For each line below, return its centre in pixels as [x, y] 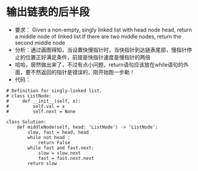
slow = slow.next [59, 153]
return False [54, 142]
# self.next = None [41, 111]
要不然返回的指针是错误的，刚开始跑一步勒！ [80, 72]
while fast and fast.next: [61, 148]
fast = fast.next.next [66, 158]
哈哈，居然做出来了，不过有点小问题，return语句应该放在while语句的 [99, 64]
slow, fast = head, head [58, 132]
